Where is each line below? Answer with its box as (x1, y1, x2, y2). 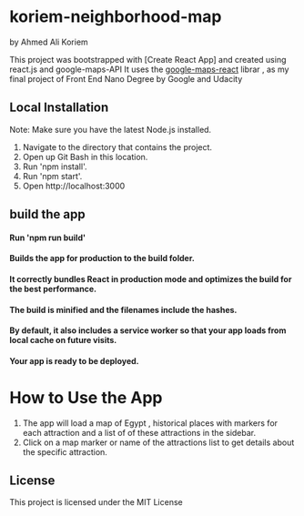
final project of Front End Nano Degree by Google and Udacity (9, 73, 243, 84)
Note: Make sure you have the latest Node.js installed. (9, 124, 212, 135)
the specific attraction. (22, 446, 107, 457)
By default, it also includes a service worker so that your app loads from (9, 325, 287, 336)
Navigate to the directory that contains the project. (22, 141, 212, 152)
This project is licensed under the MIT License (9, 497, 184, 508)
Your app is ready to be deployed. (9, 355, 139, 366)
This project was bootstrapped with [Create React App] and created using (9, 54, 287, 65)
